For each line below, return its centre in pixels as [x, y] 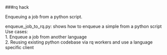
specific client [19, 47]
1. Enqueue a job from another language [46, 37]
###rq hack [17, 7]
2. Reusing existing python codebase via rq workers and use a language [79, 42]
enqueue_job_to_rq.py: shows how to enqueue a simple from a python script [83, 26]
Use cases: [17, 31]
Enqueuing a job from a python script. [44, 17]
